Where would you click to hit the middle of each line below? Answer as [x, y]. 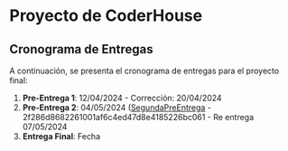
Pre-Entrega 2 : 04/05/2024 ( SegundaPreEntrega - [117, 108]
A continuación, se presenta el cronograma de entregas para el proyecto [144, 71]
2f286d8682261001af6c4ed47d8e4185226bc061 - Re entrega [138, 117]
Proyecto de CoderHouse [106, 16]
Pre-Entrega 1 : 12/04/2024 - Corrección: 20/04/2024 [122, 98]
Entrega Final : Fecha [61, 136]
